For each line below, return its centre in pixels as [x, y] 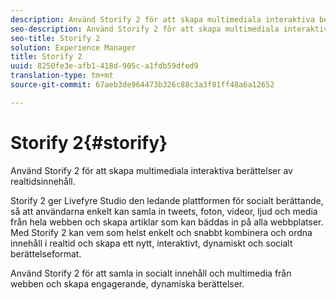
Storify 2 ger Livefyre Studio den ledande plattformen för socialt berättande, [167, 200]
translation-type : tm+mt [62, 76]
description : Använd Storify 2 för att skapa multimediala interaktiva [162, 19]
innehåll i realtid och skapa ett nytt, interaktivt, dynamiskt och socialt [151, 243]
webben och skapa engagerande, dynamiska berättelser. [127, 283]
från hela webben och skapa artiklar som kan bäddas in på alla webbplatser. [167, 222]
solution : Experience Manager [73, 47]
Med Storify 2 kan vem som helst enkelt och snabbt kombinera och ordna [161, 232]
